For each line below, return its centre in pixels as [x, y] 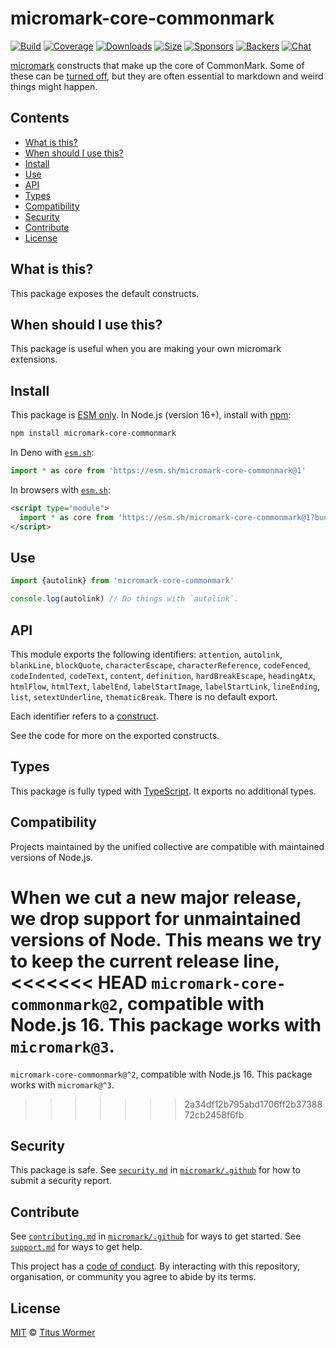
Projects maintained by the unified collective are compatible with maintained [167, 846]
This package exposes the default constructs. [105, 293]
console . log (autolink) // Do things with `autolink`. [125, 599]
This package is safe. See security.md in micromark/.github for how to [155, 1170]
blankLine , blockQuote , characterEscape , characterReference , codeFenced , [160, 664]
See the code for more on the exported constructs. [115, 735]
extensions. [34, 359]
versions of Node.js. [51, 857]
